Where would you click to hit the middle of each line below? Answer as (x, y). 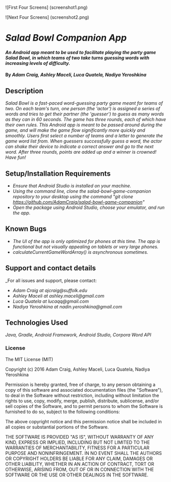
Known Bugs (26, 229)
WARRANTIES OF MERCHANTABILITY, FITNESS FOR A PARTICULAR (77, 448)
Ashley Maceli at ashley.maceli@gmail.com (58, 296)
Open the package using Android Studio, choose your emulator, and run (89, 207)
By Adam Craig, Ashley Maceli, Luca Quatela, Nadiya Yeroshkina (76, 75)
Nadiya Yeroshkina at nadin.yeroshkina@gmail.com (67, 306)
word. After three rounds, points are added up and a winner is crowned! (81, 152)
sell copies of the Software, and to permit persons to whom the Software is (84, 406)
